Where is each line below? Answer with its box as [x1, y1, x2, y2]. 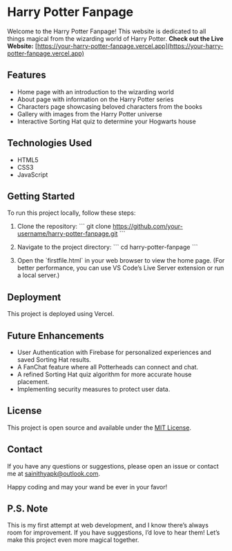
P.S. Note [7, 503, 48, 515]
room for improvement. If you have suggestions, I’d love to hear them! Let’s [7, 528, 220, 537]
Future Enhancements [7, 330, 105, 342]
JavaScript [17, 170, 48, 179]
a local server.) [17, 271, 60, 279]
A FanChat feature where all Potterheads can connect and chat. [17, 363, 199, 371]
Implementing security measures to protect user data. [17, 385, 171, 393]
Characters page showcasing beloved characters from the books [17, 102, 202, 111]
